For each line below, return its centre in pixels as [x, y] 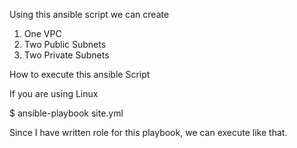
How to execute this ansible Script [80, 74]
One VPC [42, 33]
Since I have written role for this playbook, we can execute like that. [148, 132]
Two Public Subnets [65, 44]
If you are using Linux [54, 93]
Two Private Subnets [66, 55]
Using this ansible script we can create [89, 14]
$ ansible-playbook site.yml [66, 113]
